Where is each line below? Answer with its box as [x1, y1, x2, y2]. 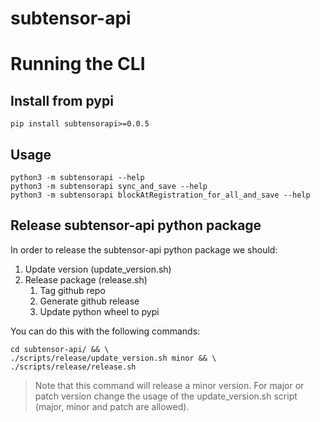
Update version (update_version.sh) [24, 263, 172, 275]
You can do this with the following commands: [10, 325, 201, 337]
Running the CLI [10, 53, 146, 76]
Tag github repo [39, 284, 106, 296]
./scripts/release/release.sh [10, 362, 137, 372]
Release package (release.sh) [24, 273, 148, 286]
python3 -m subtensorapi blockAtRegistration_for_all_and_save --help [10, 190, 311, 200]
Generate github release [39, 295, 140, 307]
